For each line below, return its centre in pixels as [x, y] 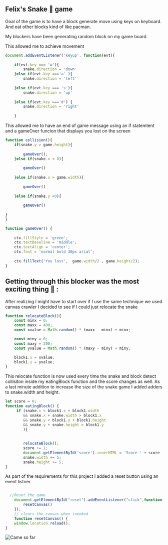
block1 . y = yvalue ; [34, 362]
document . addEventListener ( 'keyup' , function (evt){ [60, 55]
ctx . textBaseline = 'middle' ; [46, 242]
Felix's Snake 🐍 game [39, 9]
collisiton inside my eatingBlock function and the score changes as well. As [82, 381]
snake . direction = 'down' [50, 69]
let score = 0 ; [21, 401]
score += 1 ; [36, 448]
